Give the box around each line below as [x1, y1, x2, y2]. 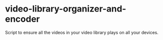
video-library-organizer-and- [5, 3, 126, 14]
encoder [5, 13, 40, 25]
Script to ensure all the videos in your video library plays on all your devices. [5, 29, 159, 35]
